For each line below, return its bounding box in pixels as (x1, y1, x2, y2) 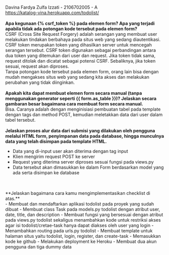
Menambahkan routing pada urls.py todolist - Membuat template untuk (5, 228, 153, 234)
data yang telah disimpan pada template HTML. (5, 138, 107, 144)
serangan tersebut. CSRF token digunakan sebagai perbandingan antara (5, 47, 156, 53)
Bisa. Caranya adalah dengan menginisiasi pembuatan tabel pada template (5, 106, 161, 112)
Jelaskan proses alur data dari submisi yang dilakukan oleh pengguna (5, 128, 155, 133)
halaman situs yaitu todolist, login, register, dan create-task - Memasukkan (5, 233, 161, 239)
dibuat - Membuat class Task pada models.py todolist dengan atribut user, (5, 207, 160, 212)
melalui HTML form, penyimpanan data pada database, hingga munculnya (5, 133, 164, 139)
